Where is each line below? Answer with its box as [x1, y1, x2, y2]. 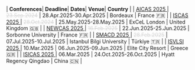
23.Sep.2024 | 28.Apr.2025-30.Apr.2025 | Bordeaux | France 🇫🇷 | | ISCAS [6, 12, 188, 19]
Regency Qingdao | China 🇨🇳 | [6, 58, 83, 64]
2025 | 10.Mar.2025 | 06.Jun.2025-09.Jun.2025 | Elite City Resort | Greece [6, 45, 188, 51]
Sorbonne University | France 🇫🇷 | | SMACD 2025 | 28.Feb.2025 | [6, 31, 168, 38]
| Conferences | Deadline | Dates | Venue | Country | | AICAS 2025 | [6, 6, 170, 12]
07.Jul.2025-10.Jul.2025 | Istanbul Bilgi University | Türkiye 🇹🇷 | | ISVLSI [6, 38, 184, 45]
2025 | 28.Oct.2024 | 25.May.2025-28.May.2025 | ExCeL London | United [6, 18, 186, 25]
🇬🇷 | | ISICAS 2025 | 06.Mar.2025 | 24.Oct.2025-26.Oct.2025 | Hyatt [6, 51, 175, 58]
